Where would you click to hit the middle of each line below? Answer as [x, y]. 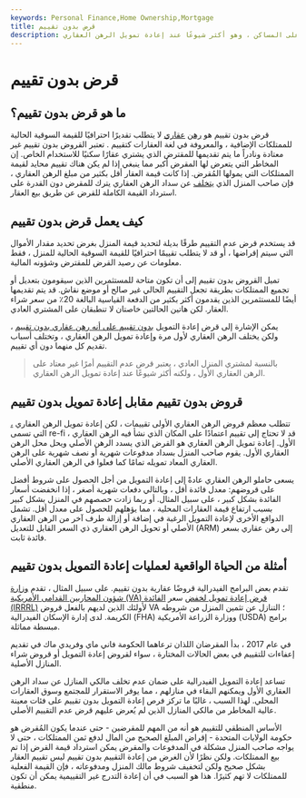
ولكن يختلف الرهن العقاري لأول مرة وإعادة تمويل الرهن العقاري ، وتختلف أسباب [144, 336]
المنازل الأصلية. [36, 663]
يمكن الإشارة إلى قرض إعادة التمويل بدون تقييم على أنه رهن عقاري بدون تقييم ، [144, 327]
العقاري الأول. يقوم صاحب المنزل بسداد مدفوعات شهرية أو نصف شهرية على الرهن [150, 452]
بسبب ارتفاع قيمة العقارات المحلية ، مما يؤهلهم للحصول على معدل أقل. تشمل [142, 508]
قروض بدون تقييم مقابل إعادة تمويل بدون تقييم [127, 402]
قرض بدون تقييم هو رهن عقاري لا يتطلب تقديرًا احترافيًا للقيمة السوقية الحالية [140, 135]
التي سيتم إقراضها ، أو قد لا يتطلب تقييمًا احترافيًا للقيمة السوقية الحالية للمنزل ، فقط [152, 253]
